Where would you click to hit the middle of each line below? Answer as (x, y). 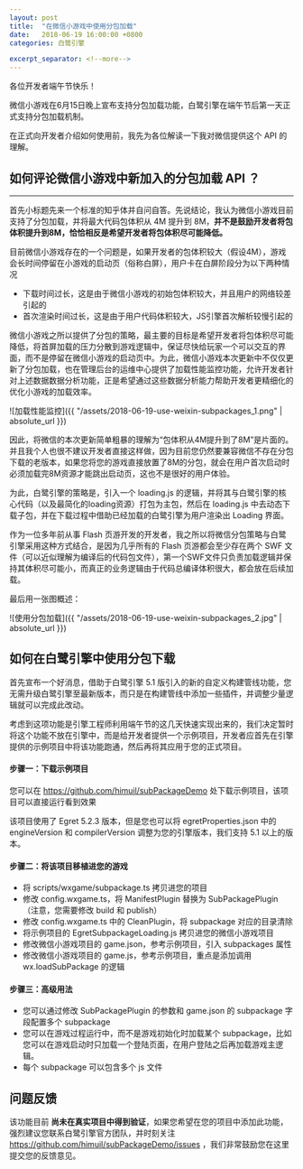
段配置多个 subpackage (66, 1022)
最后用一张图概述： (45, 598)
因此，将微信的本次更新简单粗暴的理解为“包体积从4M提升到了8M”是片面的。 (151, 440)
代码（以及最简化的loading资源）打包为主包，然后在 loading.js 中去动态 (149, 504)
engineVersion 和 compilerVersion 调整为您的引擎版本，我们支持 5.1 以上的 (147, 832)
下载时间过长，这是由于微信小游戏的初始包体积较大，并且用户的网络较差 (156, 293)
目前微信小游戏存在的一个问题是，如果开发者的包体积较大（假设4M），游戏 (148, 251)
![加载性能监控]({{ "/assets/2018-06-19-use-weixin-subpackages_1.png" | (146, 411)
